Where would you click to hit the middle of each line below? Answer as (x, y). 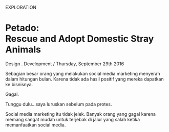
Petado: (22, 28)
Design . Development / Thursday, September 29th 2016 (65, 64)
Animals (23, 50)
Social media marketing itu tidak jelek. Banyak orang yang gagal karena (81, 114)
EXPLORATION (21, 7)
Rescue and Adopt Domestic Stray (80, 39)
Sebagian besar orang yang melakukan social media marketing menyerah (83, 73)
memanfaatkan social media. (36, 125)
